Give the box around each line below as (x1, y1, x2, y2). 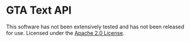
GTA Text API (6, 4, 72, 17)
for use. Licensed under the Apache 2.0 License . (6, 29, 125, 36)
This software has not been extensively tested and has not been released (6, 23, 185, 30)
